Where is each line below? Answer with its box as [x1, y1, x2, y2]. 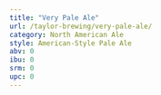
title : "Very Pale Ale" [9, 13, 100, 23]
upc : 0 [9, 72, 35, 81]
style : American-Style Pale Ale [9, 38, 132, 48]
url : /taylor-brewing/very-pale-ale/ [9, 22, 153, 31]
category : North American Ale [9, 30, 125, 39]
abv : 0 [9, 47, 35, 56]
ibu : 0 [9, 55, 35, 64]
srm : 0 [9, 64, 35, 73]
